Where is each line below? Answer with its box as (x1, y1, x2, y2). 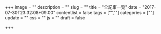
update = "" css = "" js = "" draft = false (5, 15, 85, 20)
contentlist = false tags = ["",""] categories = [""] (56, 10, 154, 16)
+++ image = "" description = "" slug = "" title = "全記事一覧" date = (5, 4, 141, 10)
